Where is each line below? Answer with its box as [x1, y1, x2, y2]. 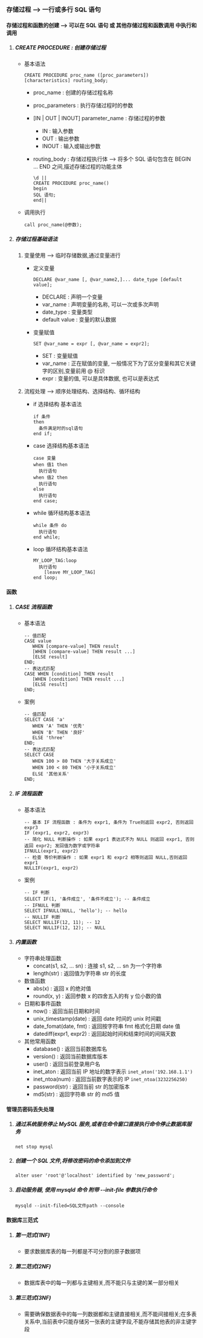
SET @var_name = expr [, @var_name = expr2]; [33, 341, 150, 347]
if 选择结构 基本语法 [33, 401, 82, 408]
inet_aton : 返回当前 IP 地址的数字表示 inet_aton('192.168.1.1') [33, 1068, 193, 1075]
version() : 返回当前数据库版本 [33, 1053, 108, 1060]
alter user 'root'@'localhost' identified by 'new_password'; [14, 1172, 175, 1179]
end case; [33, 498, 58, 504]
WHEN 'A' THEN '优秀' [32, 723, 85, 729]
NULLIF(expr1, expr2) [24, 865, 79, 871]
